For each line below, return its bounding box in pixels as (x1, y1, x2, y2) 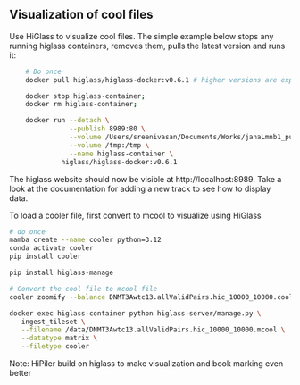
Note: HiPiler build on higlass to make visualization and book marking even (9, 358, 284, 369)
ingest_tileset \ (21, 317, 87, 326)
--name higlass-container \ (69, 149, 174, 158)
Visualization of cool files (9, 7, 154, 22)
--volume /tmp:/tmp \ (69, 140, 150, 150)
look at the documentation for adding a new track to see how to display (9, 183, 271, 194)
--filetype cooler (21, 342, 90, 351)
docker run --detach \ (25, 116, 110, 125)
